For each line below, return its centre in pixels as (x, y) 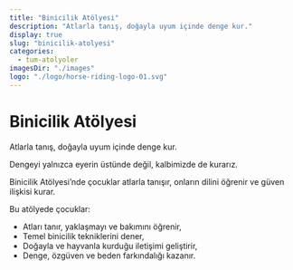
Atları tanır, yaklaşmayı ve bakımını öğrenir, (102, 227)
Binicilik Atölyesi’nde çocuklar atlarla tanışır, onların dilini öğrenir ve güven (147, 181)
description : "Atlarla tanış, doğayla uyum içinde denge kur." (131, 26)
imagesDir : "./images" (52, 69)
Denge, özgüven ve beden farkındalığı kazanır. (109, 256)
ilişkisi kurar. (33, 191)
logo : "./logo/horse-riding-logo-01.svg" (89, 77)
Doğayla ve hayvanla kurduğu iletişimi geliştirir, (110, 246)
